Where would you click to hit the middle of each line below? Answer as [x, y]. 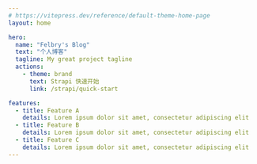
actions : [30, 67]
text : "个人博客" [42, 52]
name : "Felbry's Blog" [53, 44]
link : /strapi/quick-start [74, 89]
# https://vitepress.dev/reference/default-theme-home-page [110, 15]
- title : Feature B [47, 125]
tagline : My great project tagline [74, 59]
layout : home [30, 23]
